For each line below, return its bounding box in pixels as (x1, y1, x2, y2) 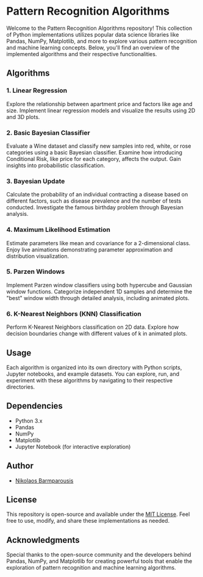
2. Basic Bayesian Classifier (6, 128, 90, 137)
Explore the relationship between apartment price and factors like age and (6, 100, 193, 107)
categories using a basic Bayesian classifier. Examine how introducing (6, 148, 183, 156)
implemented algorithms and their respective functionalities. (6, 50, 157, 57)
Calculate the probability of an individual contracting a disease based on (6, 191, 188, 198)
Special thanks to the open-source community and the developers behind (6, 551, 191, 559)
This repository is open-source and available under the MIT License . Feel (6, 511, 190, 518)
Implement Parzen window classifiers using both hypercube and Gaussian (6, 281, 193, 288)
